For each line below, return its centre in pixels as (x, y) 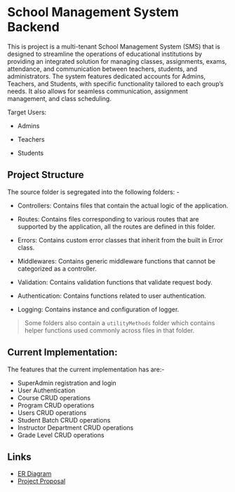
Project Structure (46, 175)
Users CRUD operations (52, 412)
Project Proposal (41, 481)
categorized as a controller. (57, 268)
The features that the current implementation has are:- (86, 369)
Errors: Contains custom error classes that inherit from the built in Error (120, 240)
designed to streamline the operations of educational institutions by (105, 54)
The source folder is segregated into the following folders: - (94, 192)
